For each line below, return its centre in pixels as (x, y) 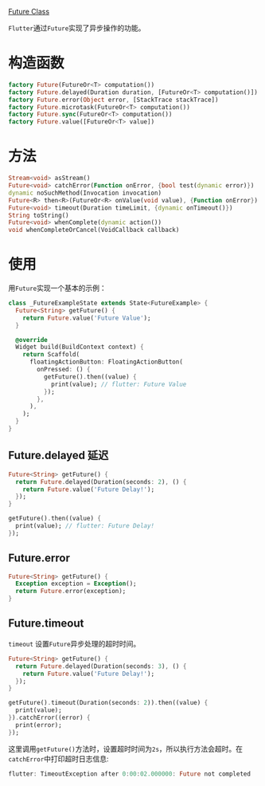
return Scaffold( (51, 355)
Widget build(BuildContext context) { (80, 347)
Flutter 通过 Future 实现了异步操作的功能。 (77, 28)
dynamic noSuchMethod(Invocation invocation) (85, 193)
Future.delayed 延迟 (58, 456)
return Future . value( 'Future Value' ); (87, 318)
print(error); (39, 725)
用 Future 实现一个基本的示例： (57, 288)
